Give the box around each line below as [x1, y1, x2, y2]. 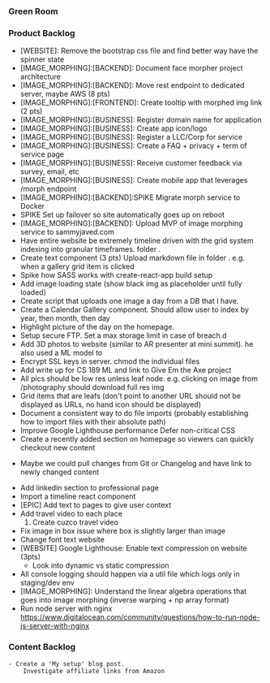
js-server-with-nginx [19, 621, 90, 631]
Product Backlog [8, 27, 75, 38]
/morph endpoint [19, 184, 77, 194]
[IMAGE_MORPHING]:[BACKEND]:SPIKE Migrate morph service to [19, 192, 241, 202]
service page [19, 149, 65, 159]
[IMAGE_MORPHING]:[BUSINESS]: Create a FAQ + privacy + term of [19, 140, 247, 151]
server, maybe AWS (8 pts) [19, 89, 111, 99]
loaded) [19, 287, 46, 297]
